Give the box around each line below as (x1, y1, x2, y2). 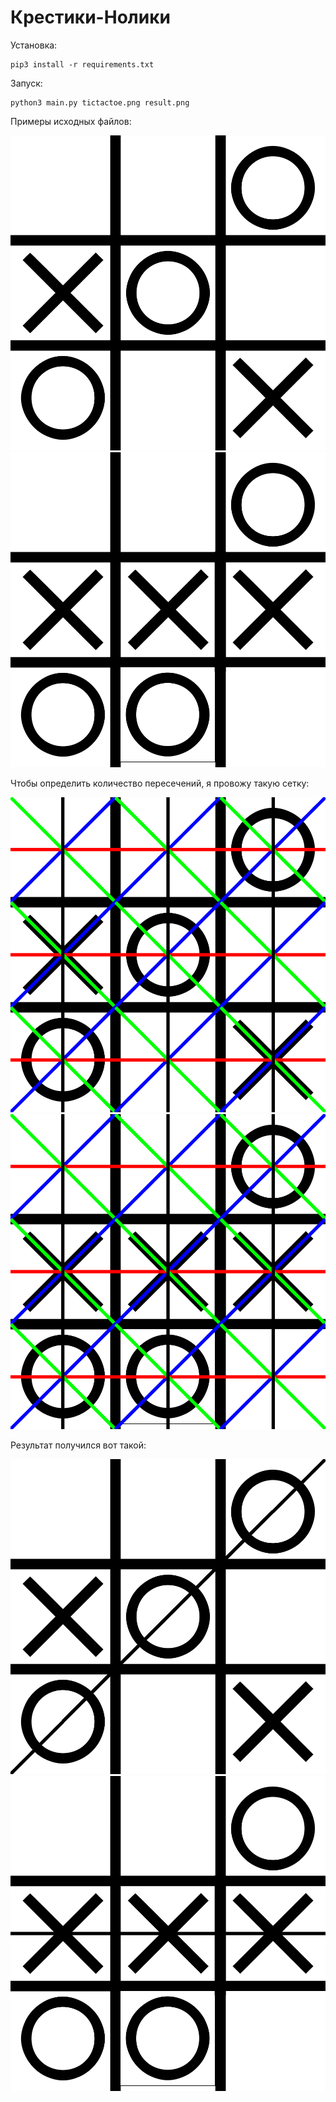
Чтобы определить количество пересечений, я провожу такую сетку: (10, 777, 310, 789)
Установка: (10, 39, 58, 51)
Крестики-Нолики (10, 6, 171, 29)
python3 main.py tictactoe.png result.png (10, 97, 190, 108)
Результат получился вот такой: (10, 1439, 147, 1451)
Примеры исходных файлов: (10, 115, 132, 127)
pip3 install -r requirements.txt (10, 59, 155, 70)
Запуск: (10, 77, 43, 89)
